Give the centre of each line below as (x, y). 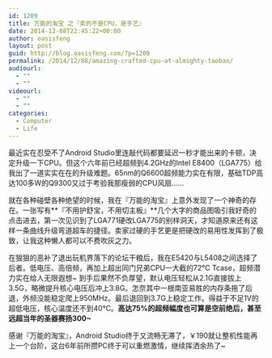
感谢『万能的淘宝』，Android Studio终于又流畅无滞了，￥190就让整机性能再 (133, 335)
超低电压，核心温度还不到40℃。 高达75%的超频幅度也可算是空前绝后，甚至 (135, 308)
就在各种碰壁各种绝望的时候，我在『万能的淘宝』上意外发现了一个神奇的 (129, 200)
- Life (27, 128)
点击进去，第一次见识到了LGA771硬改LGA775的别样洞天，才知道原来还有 (130, 220)
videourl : (25, 91)
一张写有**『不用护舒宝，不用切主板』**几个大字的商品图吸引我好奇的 (140, 210)
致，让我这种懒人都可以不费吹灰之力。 (72, 240)
